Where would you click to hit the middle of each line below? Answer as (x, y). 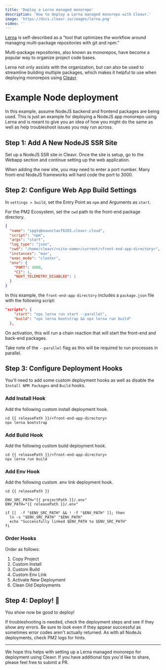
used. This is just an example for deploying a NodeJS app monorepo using (81, 117)
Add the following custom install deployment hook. (57, 409)
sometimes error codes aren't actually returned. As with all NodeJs (73, 632)
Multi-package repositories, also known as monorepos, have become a (77, 52)
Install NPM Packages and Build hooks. (45, 386)
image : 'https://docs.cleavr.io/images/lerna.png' (58, 19)
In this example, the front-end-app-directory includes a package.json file (80, 295)
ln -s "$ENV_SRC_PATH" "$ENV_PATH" (46, 517)
